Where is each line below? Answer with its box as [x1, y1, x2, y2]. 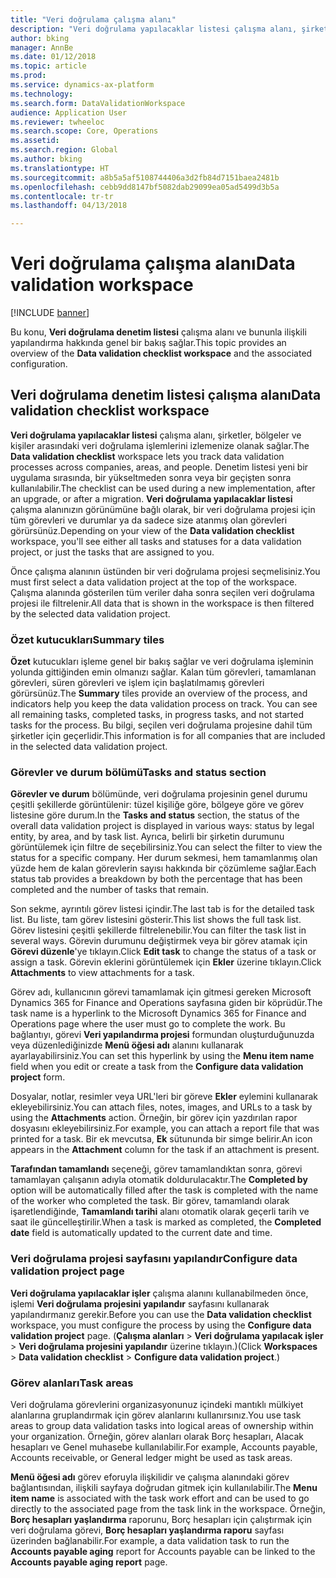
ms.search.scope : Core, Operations [10, 126, 159, 136]
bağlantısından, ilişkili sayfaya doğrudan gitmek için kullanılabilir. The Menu [10, 1482, 318, 1494]
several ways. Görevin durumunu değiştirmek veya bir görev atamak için [10, 935, 308, 947]
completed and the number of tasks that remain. [10, 884, 209, 896]
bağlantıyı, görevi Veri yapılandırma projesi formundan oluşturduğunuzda [10, 1029, 315, 1041]
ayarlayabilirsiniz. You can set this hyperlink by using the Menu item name [10, 1050, 315, 1062]
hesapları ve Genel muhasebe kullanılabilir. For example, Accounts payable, [10, 1441, 318, 1453]
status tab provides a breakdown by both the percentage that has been [10, 873, 303, 885]
